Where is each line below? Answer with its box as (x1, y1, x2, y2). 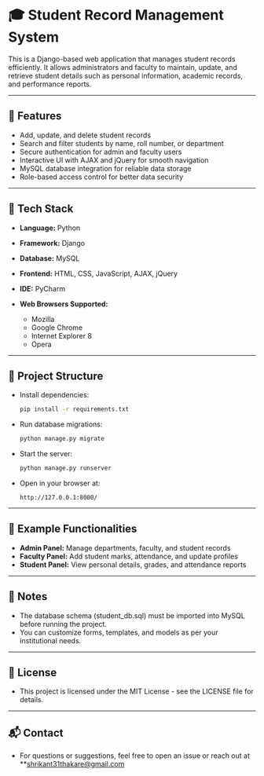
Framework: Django (19, 238, 85, 247)
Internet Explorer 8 (31, 331, 93, 340)
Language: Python (19, 223, 81, 232)
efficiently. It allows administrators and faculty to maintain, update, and (8, 62, 238, 71)
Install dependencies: (19, 390, 90, 400)
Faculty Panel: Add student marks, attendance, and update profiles (19, 551, 238, 561)
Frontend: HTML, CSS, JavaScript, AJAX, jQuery (19, 269, 178, 278)
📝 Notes (8, 590, 48, 603)
